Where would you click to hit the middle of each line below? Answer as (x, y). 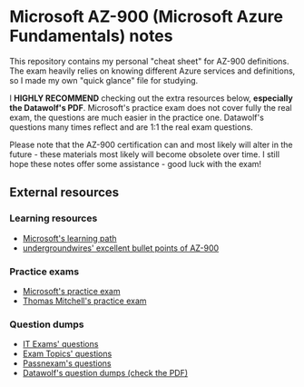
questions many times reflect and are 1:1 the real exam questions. (132, 127)
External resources (64, 193)
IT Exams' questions (60, 344)
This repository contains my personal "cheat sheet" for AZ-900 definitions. (149, 61)
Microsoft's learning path (69, 238)
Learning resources (54, 218)
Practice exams (44, 272)
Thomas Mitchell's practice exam (84, 301)
